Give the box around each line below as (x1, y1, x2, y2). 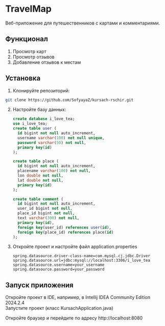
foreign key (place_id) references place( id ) (17, 230, 114, 235)
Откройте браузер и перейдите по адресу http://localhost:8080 (5, 315, 143, 321)
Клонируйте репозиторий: (12, 87, 70, 93)
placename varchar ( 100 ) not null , (17, 168, 91, 173)
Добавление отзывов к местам (12, 59, 81, 65)
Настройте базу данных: (12, 107, 66, 113)
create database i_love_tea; (12, 116, 75, 121)
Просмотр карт (12, 48, 47, 54)
